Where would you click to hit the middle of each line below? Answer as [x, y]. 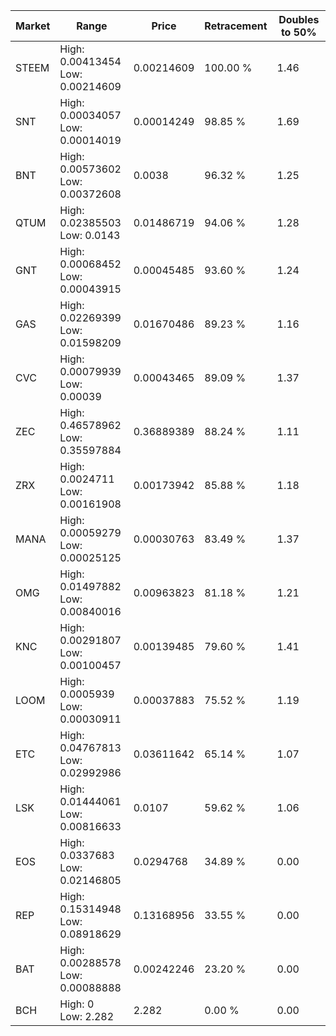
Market [33, 26]
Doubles [299, 19]
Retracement [236, 26]
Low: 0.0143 [90, 235]
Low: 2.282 [87, 1016]
